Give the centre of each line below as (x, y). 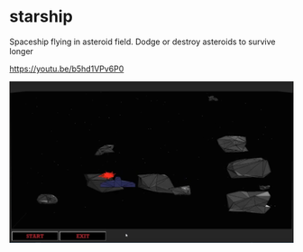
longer (22, 51)
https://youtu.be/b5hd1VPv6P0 (67, 69)
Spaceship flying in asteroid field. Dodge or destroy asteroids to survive (142, 42)
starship (41, 17)
